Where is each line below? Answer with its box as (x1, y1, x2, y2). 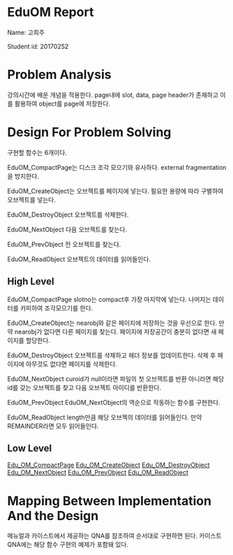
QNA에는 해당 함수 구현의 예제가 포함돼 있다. (7, 540, 129, 549)
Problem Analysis (7, 67, 112, 82)
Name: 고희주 (7, 28, 45, 36)
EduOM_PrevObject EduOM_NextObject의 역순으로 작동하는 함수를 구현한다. (7, 398, 221, 406)
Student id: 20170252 (7, 42, 69, 50)
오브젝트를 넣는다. (7, 195, 57, 203)
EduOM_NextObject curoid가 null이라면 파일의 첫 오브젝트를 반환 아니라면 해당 (7, 375, 225, 383)
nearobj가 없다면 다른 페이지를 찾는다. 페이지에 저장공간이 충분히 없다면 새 (14, 327, 217, 336)
